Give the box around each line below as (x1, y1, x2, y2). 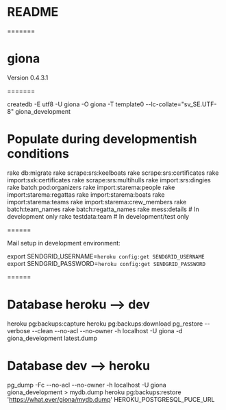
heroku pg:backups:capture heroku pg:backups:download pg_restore (7, 319, 203, 328)
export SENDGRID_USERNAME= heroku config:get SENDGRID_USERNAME (7, 252, 205, 261)
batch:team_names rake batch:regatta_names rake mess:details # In (7, 205, 200, 213)
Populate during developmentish (7, 132, 197, 147)
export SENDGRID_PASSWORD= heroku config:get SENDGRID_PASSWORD (7, 259, 206, 267)
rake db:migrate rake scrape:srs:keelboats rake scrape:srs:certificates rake (7, 169, 219, 177)
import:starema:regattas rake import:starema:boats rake (7, 190, 166, 199)
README (7, 4, 59, 20)
